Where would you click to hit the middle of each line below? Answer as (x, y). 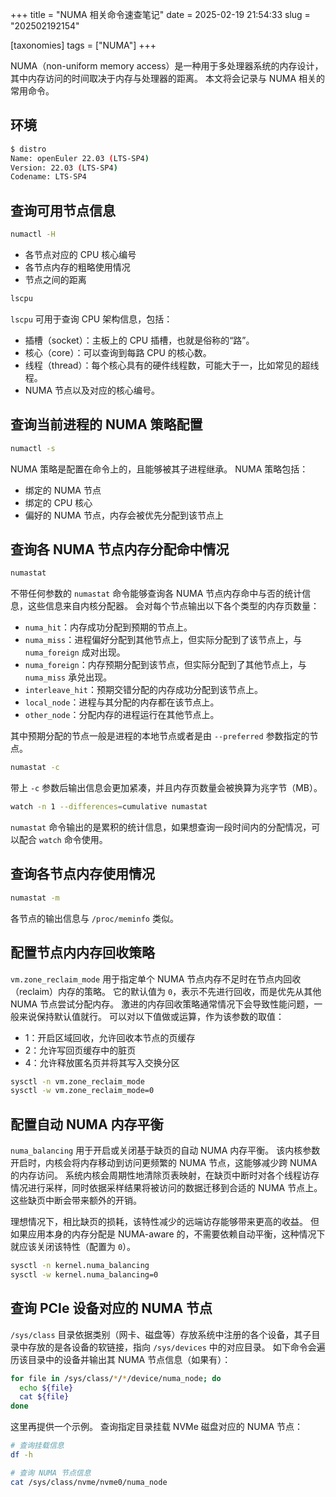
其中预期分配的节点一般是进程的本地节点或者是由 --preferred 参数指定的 (160, 736)
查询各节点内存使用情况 (82, 874)
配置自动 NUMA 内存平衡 (87, 1124)
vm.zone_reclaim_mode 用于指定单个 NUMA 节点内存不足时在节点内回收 (156, 979)
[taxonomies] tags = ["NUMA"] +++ (83, 45)
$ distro (28, 149)
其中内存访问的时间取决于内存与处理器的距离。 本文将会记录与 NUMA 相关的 (168, 78)
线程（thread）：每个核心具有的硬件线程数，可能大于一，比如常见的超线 (172, 365)
